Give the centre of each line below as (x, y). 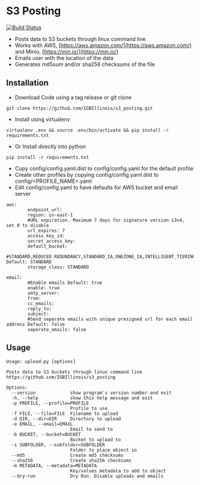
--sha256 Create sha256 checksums (72, 460)
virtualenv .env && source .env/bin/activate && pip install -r (87, 130)
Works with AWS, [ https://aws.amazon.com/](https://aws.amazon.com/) (103, 45)
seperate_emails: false (57, 329)
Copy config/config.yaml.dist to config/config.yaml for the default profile (104, 168)
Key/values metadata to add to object (118, 471)
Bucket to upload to (95, 439)
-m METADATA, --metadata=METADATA (54, 465)
